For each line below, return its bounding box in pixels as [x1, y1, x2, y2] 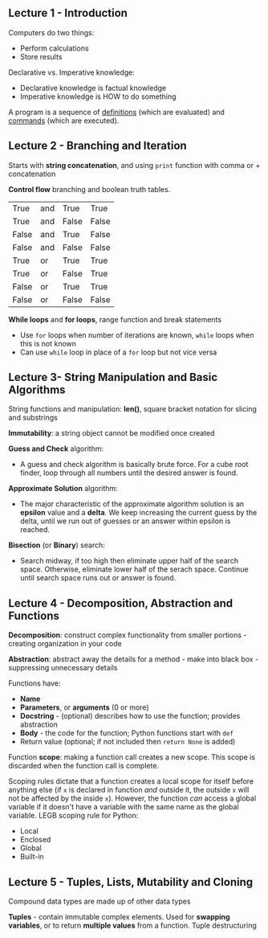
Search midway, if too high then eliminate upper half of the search [19, 556, 239, 566]
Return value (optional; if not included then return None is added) [19, 737, 236, 747]
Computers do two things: [8, 27, 95, 37]
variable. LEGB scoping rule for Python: [8, 811, 139, 821]
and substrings [8, 413, 58, 423]
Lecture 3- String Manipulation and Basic [8, 371, 218, 384]
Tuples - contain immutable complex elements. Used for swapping [8, 912, 230, 922]
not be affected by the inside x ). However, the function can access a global [8, 793, 257, 803]
